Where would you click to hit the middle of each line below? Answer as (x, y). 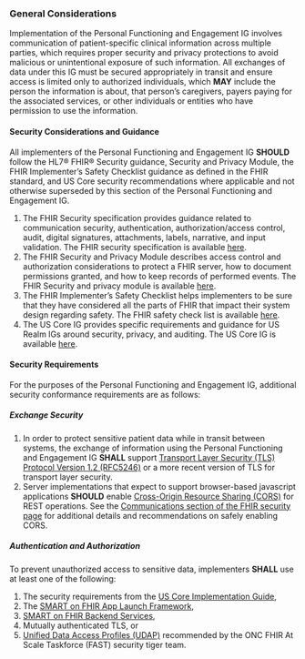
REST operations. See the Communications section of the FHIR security (157, 506)
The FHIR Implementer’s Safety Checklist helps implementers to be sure (158, 295)
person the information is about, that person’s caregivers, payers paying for (151, 91)
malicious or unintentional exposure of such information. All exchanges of (147, 63)
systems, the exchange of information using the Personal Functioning (153, 448)
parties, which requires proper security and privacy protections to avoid (144, 53)
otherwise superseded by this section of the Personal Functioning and (141, 190)
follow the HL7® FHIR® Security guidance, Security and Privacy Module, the (152, 161)
